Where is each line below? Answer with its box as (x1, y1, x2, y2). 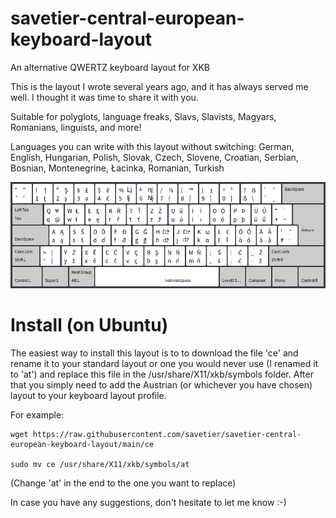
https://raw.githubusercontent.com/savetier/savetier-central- (32, 430, 302, 440)
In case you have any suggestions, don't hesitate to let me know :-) (10, 497, 287, 509)
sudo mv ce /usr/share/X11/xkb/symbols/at (10, 460, 190, 470)
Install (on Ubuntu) (10, 314, 169, 337)
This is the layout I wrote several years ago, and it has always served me (10, 80, 309, 92)
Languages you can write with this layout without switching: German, (10, 140, 295, 152)
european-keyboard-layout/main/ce (10, 440, 155, 450)
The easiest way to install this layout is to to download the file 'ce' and (10, 347, 299, 359)
